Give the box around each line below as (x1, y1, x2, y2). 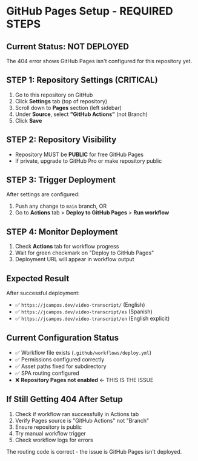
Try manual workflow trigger (15, 429, 87, 437)
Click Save (15, 117, 42, 124)
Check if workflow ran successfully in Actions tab (15, 410, 139, 417)
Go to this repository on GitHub (15, 91, 93, 98)
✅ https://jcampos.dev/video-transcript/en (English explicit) (15, 315, 170, 323)
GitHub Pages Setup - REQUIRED (6, 4, 174, 18)
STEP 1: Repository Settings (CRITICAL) (6, 75, 159, 86)
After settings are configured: (6, 191, 80, 198)
